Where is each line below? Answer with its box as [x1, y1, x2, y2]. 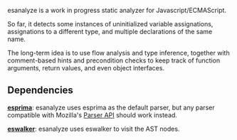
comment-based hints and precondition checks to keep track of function [7, 56, 221, 65]
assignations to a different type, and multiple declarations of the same [7, 28, 213, 36]
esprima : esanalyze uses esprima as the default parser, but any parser [7, 103, 215, 112]
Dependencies [7, 85, 73, 97]
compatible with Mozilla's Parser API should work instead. [7, 110, 178, 119]
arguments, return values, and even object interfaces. [7, 64, 165, 72]
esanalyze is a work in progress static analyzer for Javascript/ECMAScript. [7, 6, 226, 14]
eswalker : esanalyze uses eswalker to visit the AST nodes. [7, 124, 180, 133]
